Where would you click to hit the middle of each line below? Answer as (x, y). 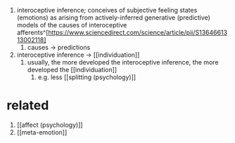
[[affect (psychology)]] (50, 125)
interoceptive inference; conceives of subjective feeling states (107, 10)
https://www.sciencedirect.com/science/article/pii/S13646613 (138, 32)
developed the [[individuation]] (72, 70)
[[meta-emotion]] (42, 132)
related (28, 105)
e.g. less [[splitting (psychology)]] (87, 77)
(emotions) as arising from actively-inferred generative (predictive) (113, 18)
